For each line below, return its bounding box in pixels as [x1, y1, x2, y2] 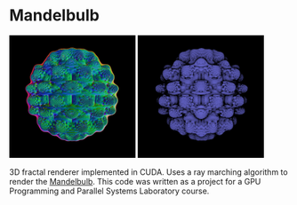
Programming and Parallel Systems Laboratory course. [9, 185, 210, 196]
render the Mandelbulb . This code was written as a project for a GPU [9, 176, 261, 186]
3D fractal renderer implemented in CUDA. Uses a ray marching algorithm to [9, 166, 288, 177]
